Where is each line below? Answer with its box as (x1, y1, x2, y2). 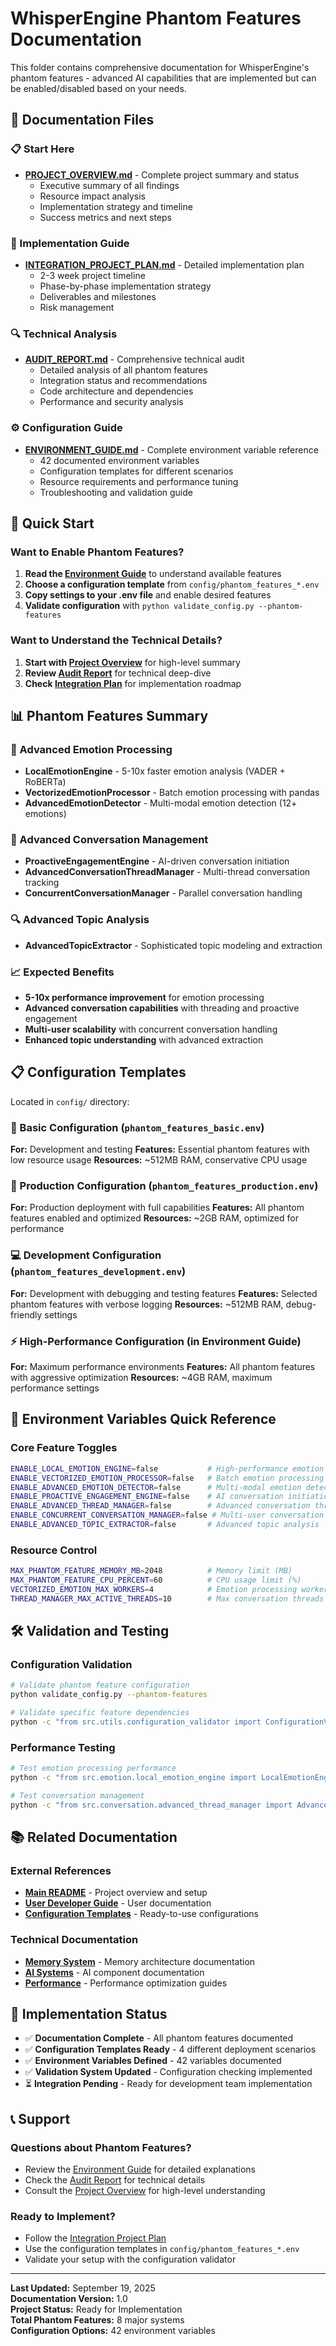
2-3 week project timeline (39, 269, 146, 281)
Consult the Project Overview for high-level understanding (24, 2185, 266, 2197)
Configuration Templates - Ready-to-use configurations (24, 1908, 259, 1920)
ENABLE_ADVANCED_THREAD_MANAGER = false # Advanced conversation (10, 1501, 311, 1511)
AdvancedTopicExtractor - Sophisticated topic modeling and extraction (24, 939, 323, 951)
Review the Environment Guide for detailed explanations (24, 2163, 257, 2176)
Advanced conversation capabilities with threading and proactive (24, 1002, 300, 1014)
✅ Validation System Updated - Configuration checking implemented (24, 2066, 313, 2078)
